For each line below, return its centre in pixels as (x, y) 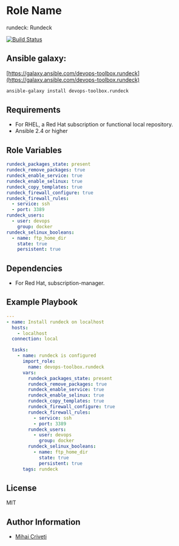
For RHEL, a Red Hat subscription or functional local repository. (94, 124)
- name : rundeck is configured (57, 356)
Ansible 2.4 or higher (41, 131)
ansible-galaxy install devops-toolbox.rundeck (68, 91)
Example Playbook (42, 302)
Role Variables (34, 150)
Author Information (43, 522)
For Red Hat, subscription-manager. (60, 283)
